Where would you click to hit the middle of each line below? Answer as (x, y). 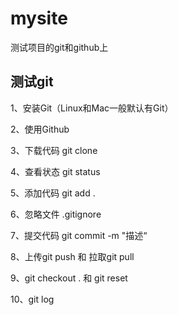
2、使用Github (40, 129)
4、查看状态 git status (55, 171)
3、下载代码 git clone (54, 150)
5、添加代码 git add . (53, 193)
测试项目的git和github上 (59, 47)
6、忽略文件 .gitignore (56, 214)
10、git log (32, 299)
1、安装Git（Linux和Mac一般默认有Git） (92, 108)
